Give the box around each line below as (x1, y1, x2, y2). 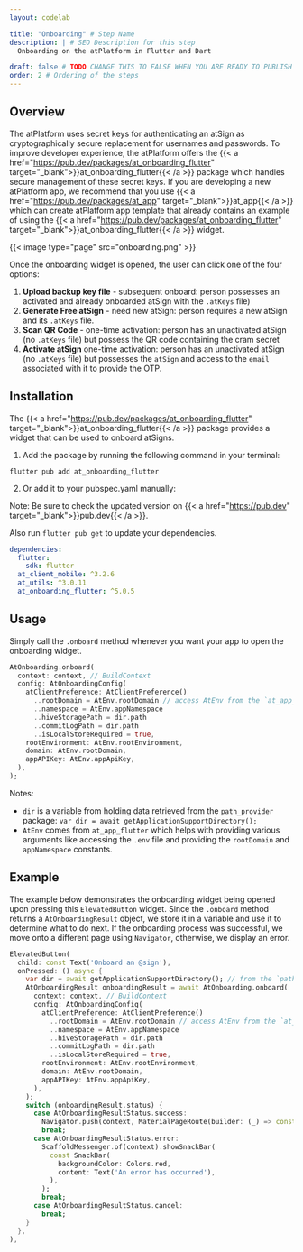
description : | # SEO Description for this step (9, 38, 196, 47)
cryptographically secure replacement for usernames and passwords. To (9, 137, 280, 149)
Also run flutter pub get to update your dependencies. (9, 527, 217, 538)
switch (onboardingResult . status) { (25, 1100, 164, 1109)
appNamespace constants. (22, 843, 113, 854)
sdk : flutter (25, 561, 75, 571)
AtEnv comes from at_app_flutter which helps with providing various (22, 824, 280, 835)
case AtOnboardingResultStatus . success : (32, 1109, 188, 1119)
